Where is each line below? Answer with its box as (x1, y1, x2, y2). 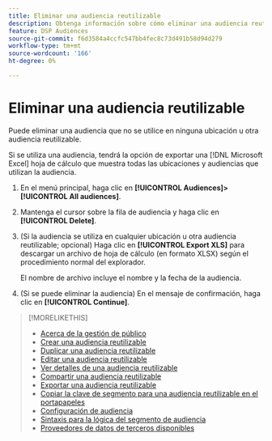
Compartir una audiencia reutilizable (40, 371, 162, 381)
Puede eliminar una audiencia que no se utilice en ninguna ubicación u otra (8, 125, 259, 135)
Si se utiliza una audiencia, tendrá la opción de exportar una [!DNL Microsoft (8, 150, 263, 159)
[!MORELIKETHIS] (28, 312, 88, 322)
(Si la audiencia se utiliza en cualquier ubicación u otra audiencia (19, 231, 236, 241)
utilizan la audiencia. (8, 167, 77, 176)
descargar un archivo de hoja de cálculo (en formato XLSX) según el (19, 248, 249, 258)
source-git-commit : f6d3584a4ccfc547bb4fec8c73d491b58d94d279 (8, 34, 223, 43)
